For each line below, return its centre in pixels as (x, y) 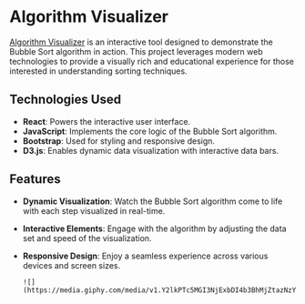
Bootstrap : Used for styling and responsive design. (119, 141)
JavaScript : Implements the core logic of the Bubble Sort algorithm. (150, 131)
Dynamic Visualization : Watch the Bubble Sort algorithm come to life (152, 201)
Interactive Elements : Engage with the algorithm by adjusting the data (154, 228)
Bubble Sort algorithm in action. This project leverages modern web (136, 51)
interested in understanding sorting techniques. (99, 71)
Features (35, 179)
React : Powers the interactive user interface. (107, 121)
